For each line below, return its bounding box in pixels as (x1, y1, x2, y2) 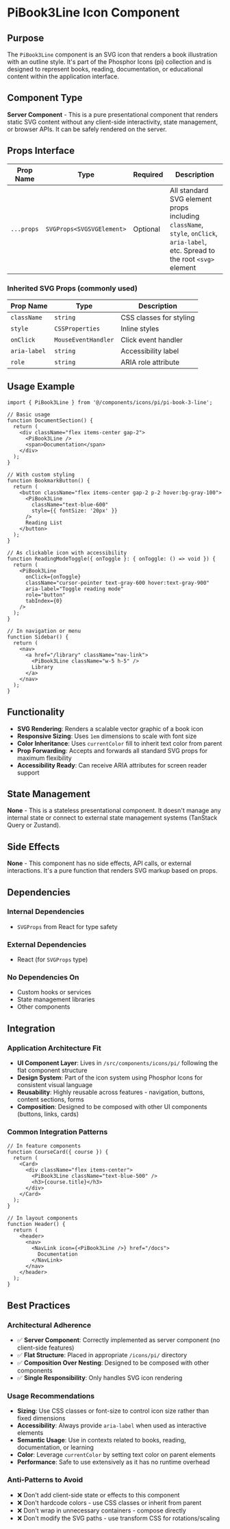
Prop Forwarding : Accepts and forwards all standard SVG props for (16, 746, 207, 755)
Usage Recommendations (7, 1392, 94, 1401)
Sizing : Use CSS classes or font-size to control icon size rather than (16, 1407, 209, 1415)
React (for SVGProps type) (16, 955, 88, 963)
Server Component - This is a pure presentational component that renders (7, 110, 218, 118)
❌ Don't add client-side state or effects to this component (16, 1491, 180, 1499)
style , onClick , (170, 228, 218, 238)
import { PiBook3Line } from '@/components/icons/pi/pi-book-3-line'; (7, 399, 213, 406)
